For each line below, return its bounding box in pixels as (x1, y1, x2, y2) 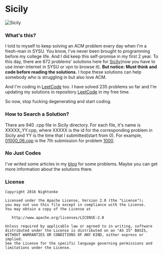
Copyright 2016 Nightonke (5, 190, 58, 195)
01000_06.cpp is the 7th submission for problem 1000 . (5, 137, 114, 143)
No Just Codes (5, 150, 41, 156)
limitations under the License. (5, 245, 71, 251)
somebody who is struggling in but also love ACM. (5, 75, 107, 80)
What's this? (5, 32, 36, 39)
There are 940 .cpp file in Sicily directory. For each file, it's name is (5, 122, 141, 128)
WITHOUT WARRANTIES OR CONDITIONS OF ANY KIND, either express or (5, 232, 144, 237)
